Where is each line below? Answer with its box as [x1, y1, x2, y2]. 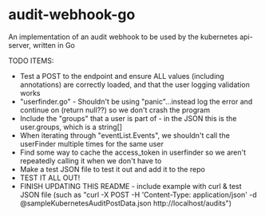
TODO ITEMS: [8, 56, 54, 65]
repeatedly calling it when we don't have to [19, 155, 162, 165]
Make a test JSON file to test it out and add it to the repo [19, 164, 206, 174]
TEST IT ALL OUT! [19, 173, 81, 183]
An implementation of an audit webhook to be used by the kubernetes [8, 32, 238, 41]
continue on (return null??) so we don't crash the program [19, 105, 210, 115]
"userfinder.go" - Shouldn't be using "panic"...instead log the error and [19, 96, 253, 106]
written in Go [33, 40, 76, 49]
